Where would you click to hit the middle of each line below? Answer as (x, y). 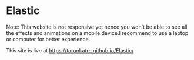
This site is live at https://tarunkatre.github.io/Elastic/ (70, 50)
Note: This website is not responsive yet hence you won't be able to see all (97, 27)
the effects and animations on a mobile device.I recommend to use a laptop (97, 33)
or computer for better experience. (48, 39)
